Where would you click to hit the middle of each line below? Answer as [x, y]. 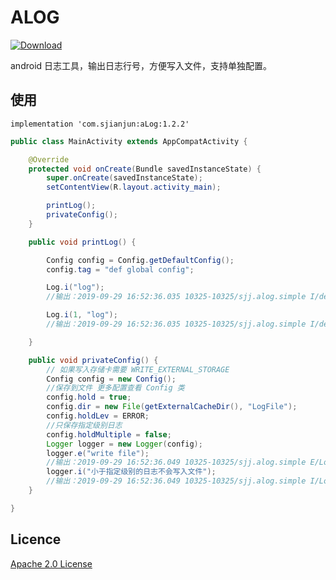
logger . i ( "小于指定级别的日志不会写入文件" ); [131, 472]
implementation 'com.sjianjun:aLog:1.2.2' [100, 124]
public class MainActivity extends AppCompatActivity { [129, 141]
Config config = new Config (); [111, 379]
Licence [36, 539]
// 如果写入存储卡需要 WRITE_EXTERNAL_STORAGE [138, 369]
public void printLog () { [82, 242]
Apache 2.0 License [51, 563]
